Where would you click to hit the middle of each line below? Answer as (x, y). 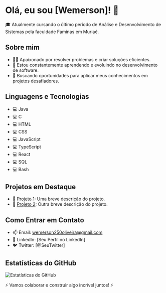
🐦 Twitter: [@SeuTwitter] (39, 245)
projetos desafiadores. (36, 81)
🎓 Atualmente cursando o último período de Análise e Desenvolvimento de (83, 24)
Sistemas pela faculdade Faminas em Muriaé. (52, 32)
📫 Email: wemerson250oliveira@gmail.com (57, 232)
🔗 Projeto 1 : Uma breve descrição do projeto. (59, 199)
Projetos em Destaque (41, 187)
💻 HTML (22, 124)
